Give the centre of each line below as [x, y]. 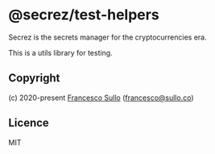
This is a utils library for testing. [60, 52]
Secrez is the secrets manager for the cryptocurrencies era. [107, 37]
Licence [29, 123]
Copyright [34, 78]
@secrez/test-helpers [84, 15]
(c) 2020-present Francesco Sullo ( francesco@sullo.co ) [101, 98]
